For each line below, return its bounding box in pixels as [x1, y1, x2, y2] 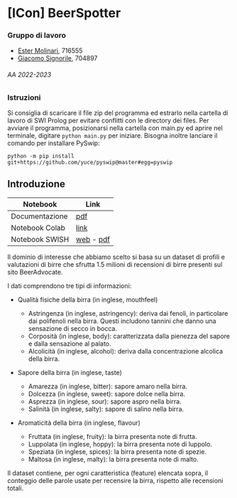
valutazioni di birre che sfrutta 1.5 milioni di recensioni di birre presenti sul [7, 260, 223, 268]
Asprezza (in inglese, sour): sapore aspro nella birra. [28, 397, 182, 406]
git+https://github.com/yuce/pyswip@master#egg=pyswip [7, 159, 173, 166]
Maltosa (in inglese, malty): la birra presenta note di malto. [28, 455, 199, 463]
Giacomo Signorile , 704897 [17, 54, 98, 63]
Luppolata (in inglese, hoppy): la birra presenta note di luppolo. [28, 440, 213, 448]
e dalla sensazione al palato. [28, 339, 111, 348]
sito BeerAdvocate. [7, 267, 63, 276]
